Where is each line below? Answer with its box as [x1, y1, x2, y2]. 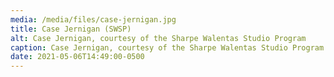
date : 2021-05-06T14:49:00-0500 [10, 52, 145, 62]
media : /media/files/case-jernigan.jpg [10, 14, 177, 25]
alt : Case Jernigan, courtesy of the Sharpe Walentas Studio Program [10, 33, 307, 43]
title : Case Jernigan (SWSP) [10, 24, 132, 34]
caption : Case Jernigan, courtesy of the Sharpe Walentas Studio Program [10, 42, 325, 53]
